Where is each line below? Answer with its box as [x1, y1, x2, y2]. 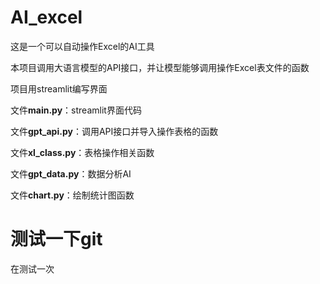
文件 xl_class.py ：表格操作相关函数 [10, 146, 155, 158]
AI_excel [10, 6, 83, 29]
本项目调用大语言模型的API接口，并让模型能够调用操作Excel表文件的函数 [10, 61, 310, 73]
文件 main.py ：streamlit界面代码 [10, 104, 142, 116]
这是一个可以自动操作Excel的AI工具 [10, 40, 155, 52]
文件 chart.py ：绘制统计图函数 [10, 189, 135, 201]
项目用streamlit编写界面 [10, 82, 108, 95]
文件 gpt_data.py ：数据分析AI [10, 167, 132, 180]
